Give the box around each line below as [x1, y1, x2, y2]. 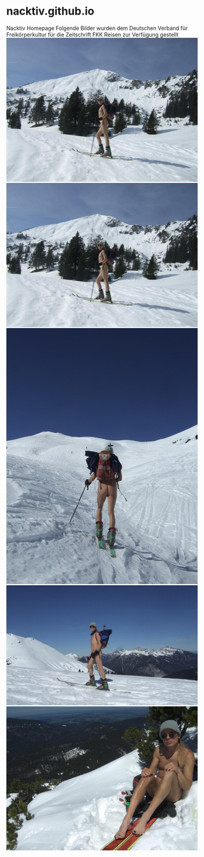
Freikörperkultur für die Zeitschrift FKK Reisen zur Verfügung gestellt [6, 30, 179, 38]
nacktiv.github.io [6, 4, 95, 18]
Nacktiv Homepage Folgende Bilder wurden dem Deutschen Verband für [6, 24, 188, 32]
